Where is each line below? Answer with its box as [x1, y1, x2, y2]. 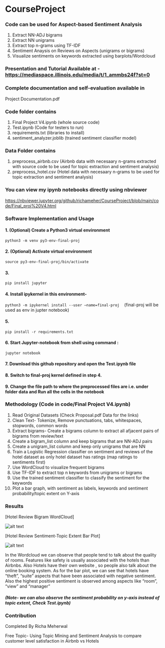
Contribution [5, 612, 36, 619]
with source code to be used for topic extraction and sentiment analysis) [12, 164, 159, 170]
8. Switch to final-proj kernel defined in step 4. [5, 372, 102, 378]
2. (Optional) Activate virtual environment [5, 248, 92, 254]
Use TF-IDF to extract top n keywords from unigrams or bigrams [12, 470, 142, 475]
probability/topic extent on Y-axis [12, 490, 80, 496]
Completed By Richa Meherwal [5, 623, 68, 629]
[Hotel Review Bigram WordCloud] [5, 514, 75, 520]
